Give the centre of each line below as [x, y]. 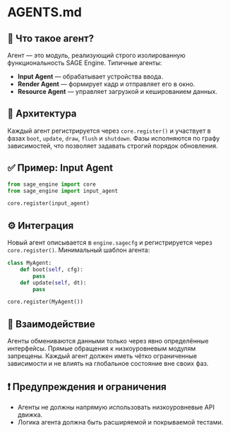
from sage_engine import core [52, 184]
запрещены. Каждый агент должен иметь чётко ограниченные [102, 356]
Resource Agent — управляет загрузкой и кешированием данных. [117, 91]
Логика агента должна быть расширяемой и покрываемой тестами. [120, 422]
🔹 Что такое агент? [50, 38]
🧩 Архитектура [42, 114]
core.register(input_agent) [49, 203]
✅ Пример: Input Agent [60, 168]
